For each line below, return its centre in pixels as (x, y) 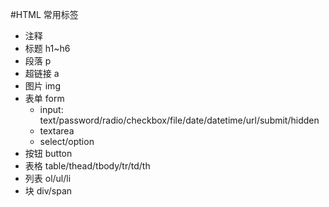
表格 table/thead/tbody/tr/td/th (87, 166)
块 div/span (48, 191)
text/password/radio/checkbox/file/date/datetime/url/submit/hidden (179, 120)
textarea (57, 131)
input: (51, 109)
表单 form (44, 98)
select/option (67, 141)
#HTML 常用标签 (44, 14)
